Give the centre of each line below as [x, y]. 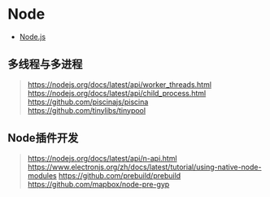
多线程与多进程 [45, 65]
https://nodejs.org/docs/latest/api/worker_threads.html [120, 84]
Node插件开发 [43, 138]
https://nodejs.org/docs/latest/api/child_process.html [117, 93]
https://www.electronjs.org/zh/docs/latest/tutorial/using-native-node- [144, 167]
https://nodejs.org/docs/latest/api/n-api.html [102, 158]
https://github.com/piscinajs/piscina [88, 102]
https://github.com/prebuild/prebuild [120, 175]
